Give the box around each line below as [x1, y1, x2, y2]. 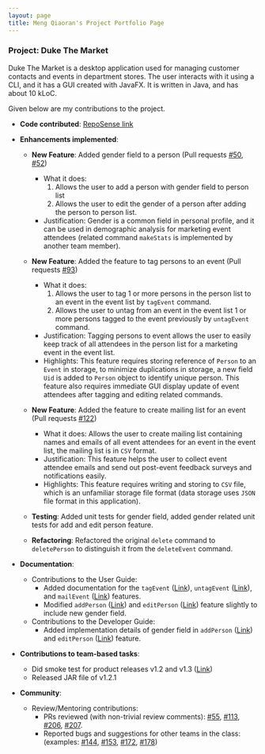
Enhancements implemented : [19, 134, 119, 144]
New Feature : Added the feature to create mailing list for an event [31, 405, 247, 415]
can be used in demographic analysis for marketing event [43, 224, 231, 234]
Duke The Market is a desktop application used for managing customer [8, 63, 240, 72]
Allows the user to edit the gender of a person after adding [55, 199, 247, 209]
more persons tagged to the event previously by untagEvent [55, 314, 249, 323]
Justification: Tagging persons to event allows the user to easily [43, 331, 252, 340]
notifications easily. [43, 471, 107, 480]
